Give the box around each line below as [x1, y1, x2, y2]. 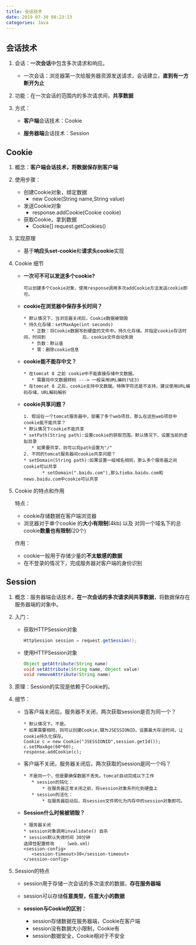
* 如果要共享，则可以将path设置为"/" [31, 445, 113, 451]
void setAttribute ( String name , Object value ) [23, 666, 140, 672]
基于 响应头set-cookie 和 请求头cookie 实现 [23, 247, 125, 254]
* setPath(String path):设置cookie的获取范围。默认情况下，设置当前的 [23, 432, 184, 438]
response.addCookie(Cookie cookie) [32, 209, 122, 216]
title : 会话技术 [6, 8, 42, 15]
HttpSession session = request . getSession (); [23, 638, 137, 644]
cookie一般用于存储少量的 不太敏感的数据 [23, 552, 122, 559]
